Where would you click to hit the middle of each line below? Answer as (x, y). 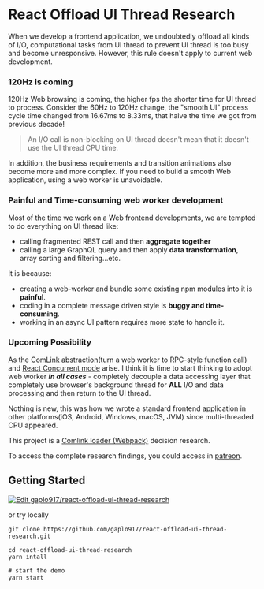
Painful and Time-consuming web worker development (116, 200)
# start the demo (37, 570)
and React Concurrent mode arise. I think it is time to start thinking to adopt (130, 367)
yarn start (26, 577)
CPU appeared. (33, 425)
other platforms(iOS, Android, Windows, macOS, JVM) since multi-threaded (131, 416)
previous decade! (37, 125)
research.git (30, 536)
